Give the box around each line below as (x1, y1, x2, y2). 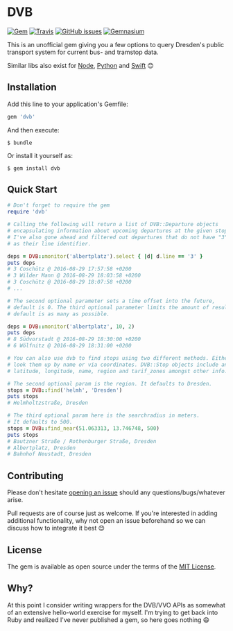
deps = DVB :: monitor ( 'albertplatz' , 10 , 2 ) (7, 323, 135, 330)
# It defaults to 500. (7, 419, 73, 426)
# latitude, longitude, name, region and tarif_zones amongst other (7, 368, 209, 374)
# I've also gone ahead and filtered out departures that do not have (7, 234, 216, 241)
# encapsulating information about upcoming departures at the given (7, 227, 213, 234)
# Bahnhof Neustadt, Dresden (7, 451, 92, 458)
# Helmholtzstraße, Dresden (7, 399, 89, 406)
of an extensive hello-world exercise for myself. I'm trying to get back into (7, 608, 218, 616)
